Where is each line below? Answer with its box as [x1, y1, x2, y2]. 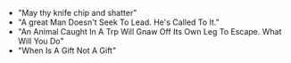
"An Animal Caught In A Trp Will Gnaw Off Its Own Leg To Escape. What [17, 27, 282, 36]
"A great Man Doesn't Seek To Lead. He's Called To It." [17, 17, 220, 28]
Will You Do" [17, 35, 64, 46]
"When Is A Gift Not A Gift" [17, 45, 117, 56]
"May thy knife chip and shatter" [17, 8, 137, 18]
